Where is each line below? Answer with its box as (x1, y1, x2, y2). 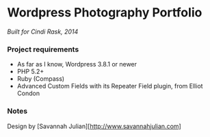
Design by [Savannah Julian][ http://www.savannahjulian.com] (7, 122, 181, 130)
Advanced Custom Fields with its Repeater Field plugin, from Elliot (16, 82, 203, 90)
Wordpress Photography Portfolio (7, 5, 202, 21)
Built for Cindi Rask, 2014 (7, 27, 79, 36)
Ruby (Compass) (16, 75, 65, 83)
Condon (16, 89, 40, 97)
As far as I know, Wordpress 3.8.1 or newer (16, 60, 137, 68)
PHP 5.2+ (16, 67, 44, 76)
